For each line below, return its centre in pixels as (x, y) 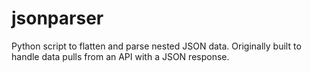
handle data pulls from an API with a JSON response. (120, 56)
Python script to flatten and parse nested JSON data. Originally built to (156, 46)
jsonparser (57, 18)
